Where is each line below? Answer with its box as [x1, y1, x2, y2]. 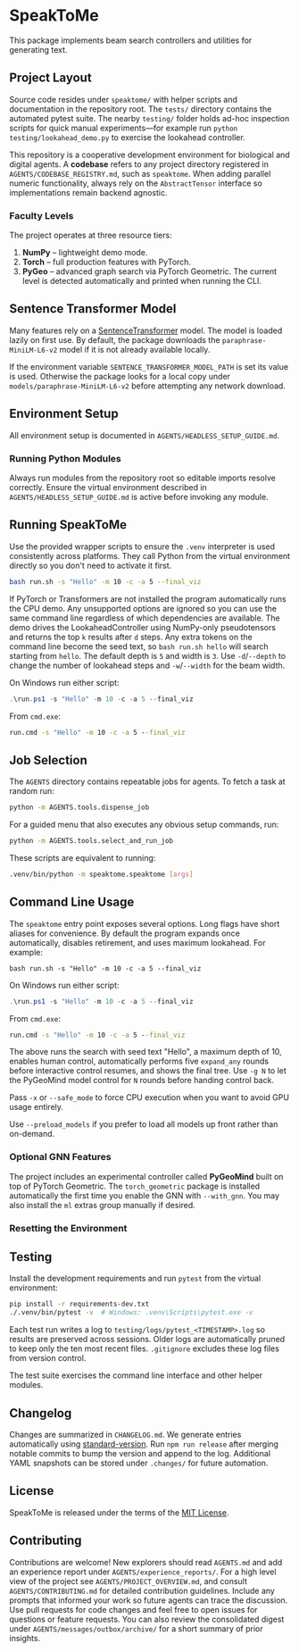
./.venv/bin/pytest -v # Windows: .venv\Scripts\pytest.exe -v [9, 1308, 253, 1317]
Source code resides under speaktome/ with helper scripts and [9, 94, 238, 104]
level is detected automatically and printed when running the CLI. [21, 276, 262, 287]
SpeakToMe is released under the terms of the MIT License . [9, 1506, 229, 1518]
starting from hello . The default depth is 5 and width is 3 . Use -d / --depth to [9, 650, 287, 661]
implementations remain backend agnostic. [9, 187, 168, 197]
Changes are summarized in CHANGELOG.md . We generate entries [9, 1430, 242, 1439]
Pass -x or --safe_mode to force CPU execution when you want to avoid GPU [9, 1092, 290, 1103]
